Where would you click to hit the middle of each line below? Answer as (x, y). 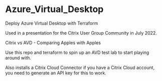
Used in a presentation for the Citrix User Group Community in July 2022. (81, 33)
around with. (18, 58)
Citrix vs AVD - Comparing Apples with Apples (53, 43)
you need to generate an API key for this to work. (56, 73)
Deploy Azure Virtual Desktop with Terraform (52, 23)
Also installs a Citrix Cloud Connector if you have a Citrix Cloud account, (80, 67)
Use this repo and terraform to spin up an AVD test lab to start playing (77, 52)
